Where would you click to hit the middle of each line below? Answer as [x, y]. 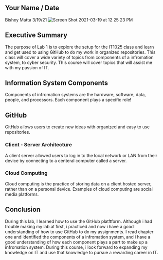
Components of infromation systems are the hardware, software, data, [75, 95]
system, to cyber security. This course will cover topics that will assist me [79, 62]
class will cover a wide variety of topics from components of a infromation [80, 57]
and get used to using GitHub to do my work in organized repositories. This [80, 52]
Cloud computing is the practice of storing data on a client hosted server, [78, 184]
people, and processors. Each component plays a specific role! [68, 100]
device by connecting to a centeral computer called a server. [66, 160]
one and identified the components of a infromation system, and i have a [78, 237]
